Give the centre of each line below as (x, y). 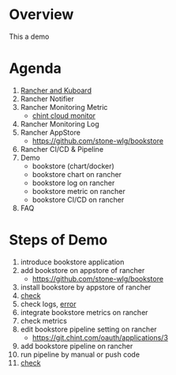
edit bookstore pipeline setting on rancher (88, 329)
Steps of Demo (58, 240)
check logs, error (48, 304)
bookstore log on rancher (73, 183)
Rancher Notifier (47, 98)
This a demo (29, 36)
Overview (41, 15)
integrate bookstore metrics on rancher (84, 312)
